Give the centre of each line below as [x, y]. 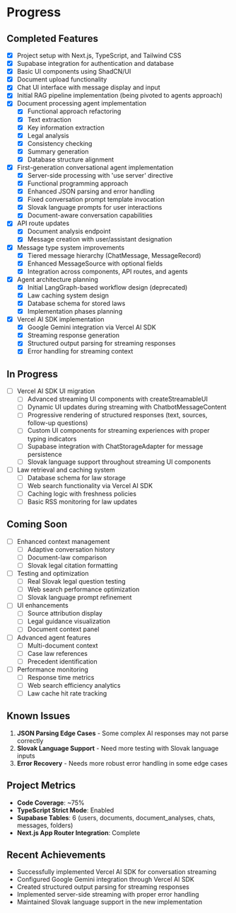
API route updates [43, 223]
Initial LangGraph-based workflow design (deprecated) [107, 287]
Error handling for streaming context [80, 351]
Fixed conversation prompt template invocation [96, 200]
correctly [30, 740]
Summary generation [58, 151]
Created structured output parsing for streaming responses [103, 887]
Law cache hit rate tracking [67, 693]
